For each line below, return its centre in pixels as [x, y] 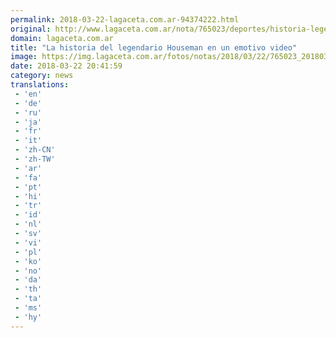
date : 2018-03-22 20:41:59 [66, 66]
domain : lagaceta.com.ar [62, 38]
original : [31, 29]
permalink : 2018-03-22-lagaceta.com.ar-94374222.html [125, 19]
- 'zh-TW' [35, 159]
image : [24, 57]
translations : [40, 85]
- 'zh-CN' [35, 150]
